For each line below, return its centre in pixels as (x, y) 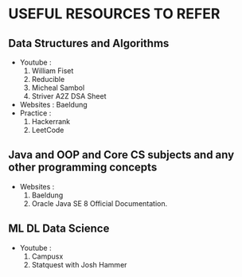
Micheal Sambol (58, 88)
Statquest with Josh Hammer (79, 264)
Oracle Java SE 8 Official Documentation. (100, 203)
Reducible (48, 79)
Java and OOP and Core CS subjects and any (121, 155)
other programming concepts (83, 168)
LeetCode (48, 130)
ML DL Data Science (59, 229)
